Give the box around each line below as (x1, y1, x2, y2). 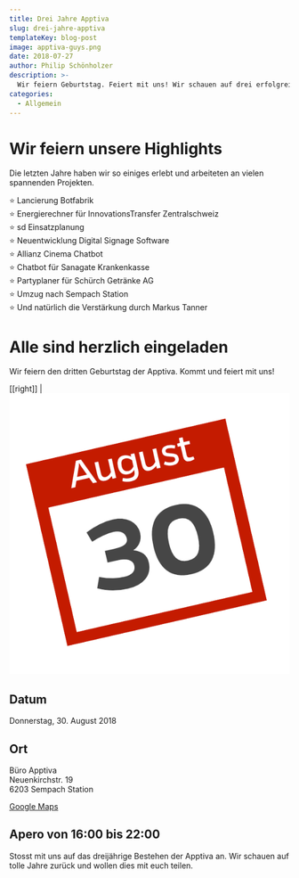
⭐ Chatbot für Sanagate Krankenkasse (9, 262, 149, 273)
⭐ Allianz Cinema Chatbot (9, 249, 104, 259)
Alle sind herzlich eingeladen (9, 337, 229, 357)
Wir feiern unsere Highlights (9, 138, 222, 159)
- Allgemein (17, 99, 62, 108)
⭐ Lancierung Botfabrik (9, 195, 94, 206)
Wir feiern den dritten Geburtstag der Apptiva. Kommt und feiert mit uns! (9, 366, 275, 377)
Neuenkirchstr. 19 (9, 775, 74, 784)
